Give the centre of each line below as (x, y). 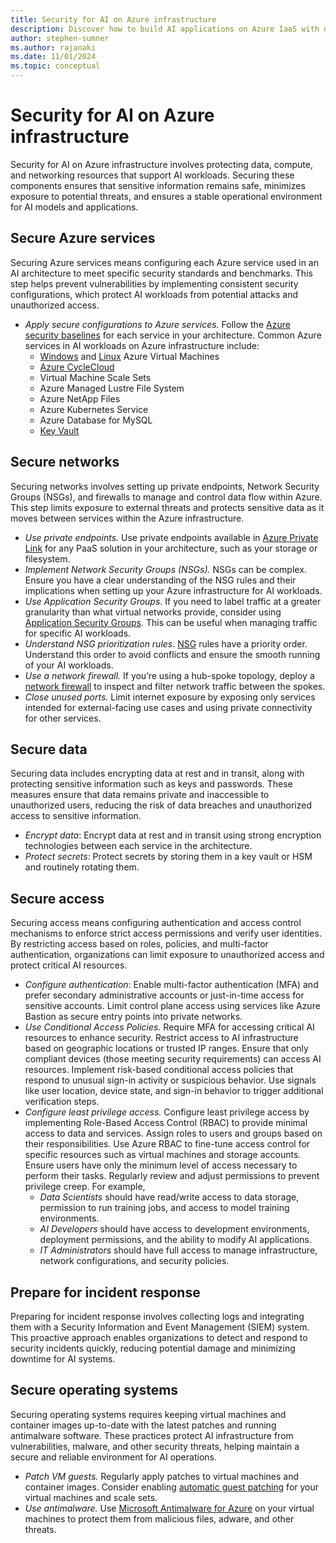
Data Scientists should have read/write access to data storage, (169, 1197)
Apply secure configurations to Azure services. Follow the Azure (157, 324)
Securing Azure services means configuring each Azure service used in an (164, 262)
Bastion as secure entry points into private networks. (133, 1017)
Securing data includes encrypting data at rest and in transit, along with (157, 773)
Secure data (49, 749)
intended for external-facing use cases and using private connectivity (168, 707)
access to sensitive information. (76, 816)
